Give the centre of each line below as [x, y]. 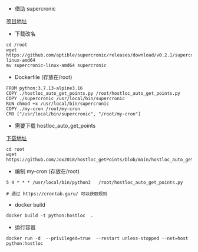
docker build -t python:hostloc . [50, 215]
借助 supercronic [35, 9]
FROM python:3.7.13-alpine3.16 [44, 88]
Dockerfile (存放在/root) [43, 77]
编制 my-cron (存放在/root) [47, 171]
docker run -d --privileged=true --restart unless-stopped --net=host [97, 238]
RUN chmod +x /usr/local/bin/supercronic [58, 104]
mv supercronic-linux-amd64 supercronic [57, 65]
